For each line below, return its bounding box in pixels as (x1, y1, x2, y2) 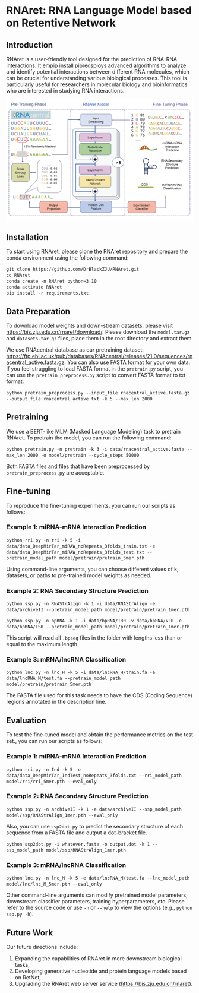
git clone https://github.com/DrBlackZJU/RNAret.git (6, 267, 140, 273)
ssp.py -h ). (6, 910, 34, 918)
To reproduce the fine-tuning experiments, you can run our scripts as (6, 502, 176, 509)
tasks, (14, 961, 30, 968)
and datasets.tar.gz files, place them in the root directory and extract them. (6, 334, 193, 341)
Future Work (6, 928, 53, 938)
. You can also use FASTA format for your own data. (64, 359, 191, 366)
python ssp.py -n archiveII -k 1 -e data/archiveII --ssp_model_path (6, 806, 182, 812)
